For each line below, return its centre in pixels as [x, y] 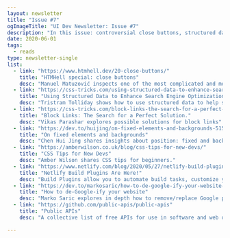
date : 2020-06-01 [32, 39]
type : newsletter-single [42, 58]
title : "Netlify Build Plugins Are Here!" [81, 173]
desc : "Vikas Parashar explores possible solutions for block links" [121, 122]
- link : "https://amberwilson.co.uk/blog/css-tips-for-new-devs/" [110, 147]
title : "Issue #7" [33, 20]
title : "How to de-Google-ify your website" [84, 192]
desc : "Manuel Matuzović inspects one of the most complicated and [117, 84]
